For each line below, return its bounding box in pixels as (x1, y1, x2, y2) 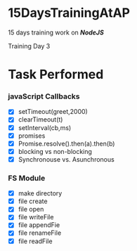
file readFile (18, 237, 53, 245)
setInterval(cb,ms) (18, 123, 72, 131)
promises (18, 131, 46, 140)
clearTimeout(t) (18, 115, 63, 124)
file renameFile (18, 229, 62, 237)
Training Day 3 (8, 41, 51, 50)
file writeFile (18, 213, 54, 221)
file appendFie (18, 221, 60, 229)
